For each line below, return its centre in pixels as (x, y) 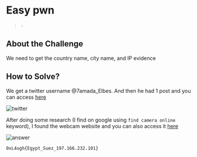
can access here (26, 97)
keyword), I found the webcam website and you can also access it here (92, 126)
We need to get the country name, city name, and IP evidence (81, 58)
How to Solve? (33, 77)
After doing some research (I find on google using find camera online (91, 120)
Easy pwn (30, 10)
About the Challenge (45, 44)
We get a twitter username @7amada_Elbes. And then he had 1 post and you (98, 91)
